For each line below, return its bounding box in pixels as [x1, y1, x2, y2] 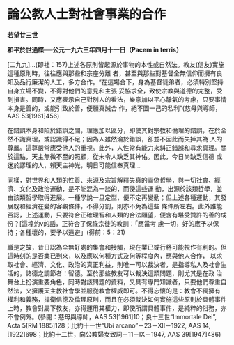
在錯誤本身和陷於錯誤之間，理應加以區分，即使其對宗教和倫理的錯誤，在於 [7, 126, 221, 135]
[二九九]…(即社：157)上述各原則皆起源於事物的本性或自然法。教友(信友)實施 [7, 60, 225, 68]
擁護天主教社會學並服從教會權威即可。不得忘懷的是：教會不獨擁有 [31, 286, 221, 295]
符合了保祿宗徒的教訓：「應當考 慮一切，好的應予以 [67, 219, 213, 227]
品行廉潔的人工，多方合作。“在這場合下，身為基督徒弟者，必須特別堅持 [19, 77, 224, 86]
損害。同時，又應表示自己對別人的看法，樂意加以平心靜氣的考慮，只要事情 [13, 95, 227, 103]
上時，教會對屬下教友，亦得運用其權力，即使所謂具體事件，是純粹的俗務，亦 [7, 304, 227, 312]
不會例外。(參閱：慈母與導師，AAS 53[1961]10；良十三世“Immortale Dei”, [7, 312, 217, 321]
